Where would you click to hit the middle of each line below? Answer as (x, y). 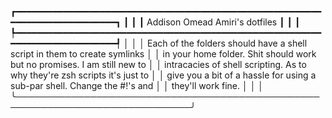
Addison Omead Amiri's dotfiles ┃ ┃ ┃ (223, 22)
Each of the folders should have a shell (227, 43)
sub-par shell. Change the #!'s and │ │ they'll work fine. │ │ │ (137, 85)
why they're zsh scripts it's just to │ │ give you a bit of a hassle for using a (163, 75)
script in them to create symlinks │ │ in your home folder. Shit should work (163, 54)
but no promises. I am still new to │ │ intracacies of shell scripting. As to (158, 64)
